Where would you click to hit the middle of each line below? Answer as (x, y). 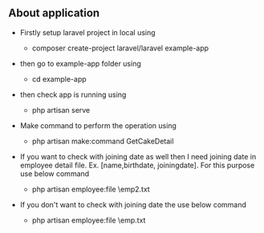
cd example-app (59, 78)
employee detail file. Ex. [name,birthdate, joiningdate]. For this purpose (137, 165)
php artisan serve (61, 110)
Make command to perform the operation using (98, 125)
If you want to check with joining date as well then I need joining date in (138, 156)
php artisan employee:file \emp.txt (89, 220)
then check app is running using (73, 94)
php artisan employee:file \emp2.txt (91, 189)
